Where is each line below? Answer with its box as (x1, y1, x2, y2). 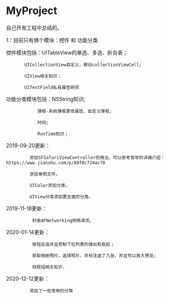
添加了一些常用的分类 (29, 288, 73, 294)
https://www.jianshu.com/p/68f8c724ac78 (6, 160, 106, 166)
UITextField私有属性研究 (24, 84, 80, 90)
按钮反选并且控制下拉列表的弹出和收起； (31, 241, 115, 247)
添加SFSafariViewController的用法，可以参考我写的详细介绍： (29, 154, 165, 160)
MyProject (6, 4, 58, 18)
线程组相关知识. (31, 264, 65, 270)
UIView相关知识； (24, 73, 62, 79)
